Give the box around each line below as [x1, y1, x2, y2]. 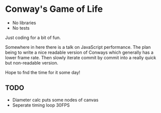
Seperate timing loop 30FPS [12, 102, 70, 108]
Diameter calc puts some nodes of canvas [12, 97, 99, 103]
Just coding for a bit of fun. [5, 35, 61, 40]
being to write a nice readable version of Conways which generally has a [5, 49, 154, 55]
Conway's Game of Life [5, 3, 103, 15]
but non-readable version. [5, 60, 58, 66]
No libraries [12, 20, 36, 26]
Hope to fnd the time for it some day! [5, 69, 81, 75]
